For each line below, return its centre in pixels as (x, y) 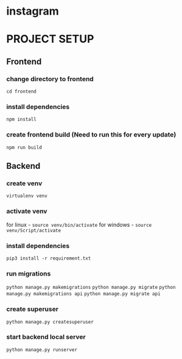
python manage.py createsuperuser (50, 322)
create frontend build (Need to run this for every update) (91, 135)
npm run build (24, 148)
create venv (24, 183)
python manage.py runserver (42, 350)
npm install (21, 119)
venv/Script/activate (34, 230)
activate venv (27, 211)
